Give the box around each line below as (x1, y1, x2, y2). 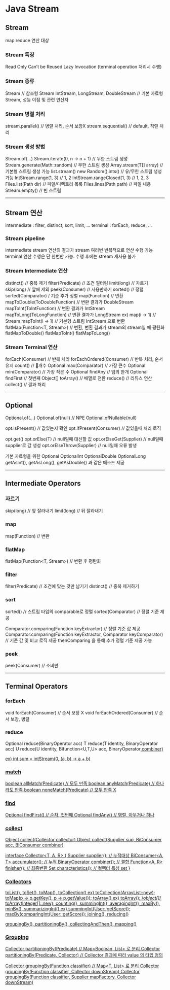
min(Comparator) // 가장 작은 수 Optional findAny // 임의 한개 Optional (5, 368, 148, 374)
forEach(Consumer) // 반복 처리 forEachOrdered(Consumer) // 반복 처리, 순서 (5, 356, 163, 362)
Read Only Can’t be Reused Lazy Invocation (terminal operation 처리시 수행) (5, 64, 162, 70)
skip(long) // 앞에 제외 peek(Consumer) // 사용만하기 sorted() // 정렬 (5, 286, 144, 292)
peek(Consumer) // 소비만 (5, 662, 59, 668)
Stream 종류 (5, 78, 34, 85)
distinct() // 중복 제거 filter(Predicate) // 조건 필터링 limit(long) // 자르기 (5, 280, 148, 286)
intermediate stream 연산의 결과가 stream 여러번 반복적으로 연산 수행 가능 (5, 247, 153, 253)
